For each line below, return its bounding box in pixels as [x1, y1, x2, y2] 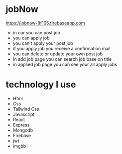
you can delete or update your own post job [12, 51, 103, 57]
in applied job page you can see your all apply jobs [12, 61, 118, 67]
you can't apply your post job [12, 40, 73, 46]
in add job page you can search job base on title [12, 56, 112, 62]
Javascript [12, 111, 35, 117]
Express [12, 122, 30, 128]
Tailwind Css [12, 106, 39, 112]
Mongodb [12, 127, 33, 133]
